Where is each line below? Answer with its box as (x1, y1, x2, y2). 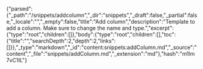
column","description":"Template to (107, 18, 195, 25)
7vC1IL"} (6, 57, 27, 64)
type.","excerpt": (133, 24, 174, 31)
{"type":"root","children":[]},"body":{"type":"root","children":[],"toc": (6, 31, 176, 38)
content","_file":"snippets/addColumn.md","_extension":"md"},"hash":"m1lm (6, 50, 195, 57)
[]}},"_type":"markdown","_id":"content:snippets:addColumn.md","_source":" (6, 44, 197, 51)
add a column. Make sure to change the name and (6, 24, 132, 31)
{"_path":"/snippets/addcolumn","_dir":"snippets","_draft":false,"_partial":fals (6, 11, 198, 19)
